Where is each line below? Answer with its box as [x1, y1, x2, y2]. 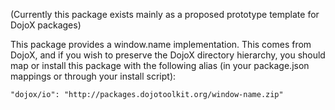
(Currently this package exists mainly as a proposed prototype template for [10, 9, 320, 20]
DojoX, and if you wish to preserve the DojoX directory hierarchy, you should [10, 49, 326, 61]
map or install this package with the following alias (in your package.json [10, 60, 310, 71]
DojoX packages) [10, 19, 82, 31]
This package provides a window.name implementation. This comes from [10, 39, 312, 50]
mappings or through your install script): [10, 70, 177, 82]
